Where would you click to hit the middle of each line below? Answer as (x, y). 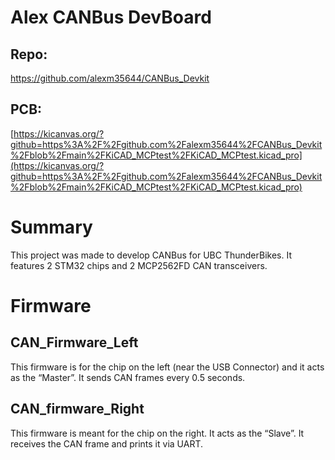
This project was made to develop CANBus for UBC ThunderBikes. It (151, 255)
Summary (51, 227)
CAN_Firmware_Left (74, 342)
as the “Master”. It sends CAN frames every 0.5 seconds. (128, 377)
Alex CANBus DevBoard (111, 17)
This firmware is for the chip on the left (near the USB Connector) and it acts (167, 367)
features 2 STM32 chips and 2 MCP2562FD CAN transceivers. (139, 265)
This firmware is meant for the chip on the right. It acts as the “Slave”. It (157, 433)
